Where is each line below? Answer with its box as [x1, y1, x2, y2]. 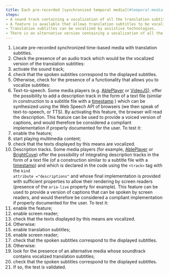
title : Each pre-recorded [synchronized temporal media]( [6, 7, 129, 13]
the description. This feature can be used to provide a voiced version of [13, 114, 161, 120]
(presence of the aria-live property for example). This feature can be [13, 184, 158, 189]
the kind [13, 168, 31, 174]
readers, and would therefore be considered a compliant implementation [13, 194, 162, 200]
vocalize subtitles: [13, 82, 51, 88]
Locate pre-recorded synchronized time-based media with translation [13, 45, 157, 50]
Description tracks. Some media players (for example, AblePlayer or [13, 147, 153, 152]
